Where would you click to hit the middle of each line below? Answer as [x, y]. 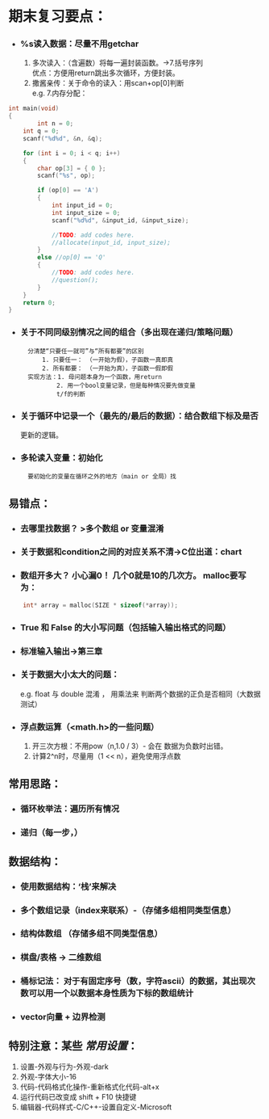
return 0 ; [39, 303]
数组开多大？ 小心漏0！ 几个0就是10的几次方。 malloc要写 [133, 576]
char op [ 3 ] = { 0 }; [72, 168]
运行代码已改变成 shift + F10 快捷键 [78, 1097]
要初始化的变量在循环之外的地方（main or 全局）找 [102, 477]
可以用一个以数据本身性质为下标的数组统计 [111, 993]
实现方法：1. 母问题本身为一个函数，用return [95, 377]
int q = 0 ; [41, 131]
